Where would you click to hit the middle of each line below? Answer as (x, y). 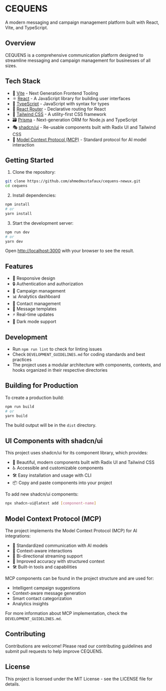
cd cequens (16, 186)
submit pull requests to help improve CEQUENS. (54, 651)
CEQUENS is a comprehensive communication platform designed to (74, 55)
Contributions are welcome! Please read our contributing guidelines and (79, 646)
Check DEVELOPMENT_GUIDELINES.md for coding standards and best (79, 354)
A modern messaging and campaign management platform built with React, (82, 22)
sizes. (11, 65)
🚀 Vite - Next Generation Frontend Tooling (55, 93)
